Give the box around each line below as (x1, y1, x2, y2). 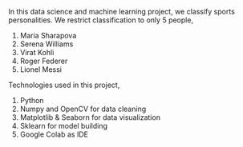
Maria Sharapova (19, 31, 77, 40)
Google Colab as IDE (19, 129, 88, 139)
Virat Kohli (19, 48, 55, 57)
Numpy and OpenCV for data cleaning (19, 104, 147, 113)
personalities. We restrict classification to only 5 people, (8, 15, 194, 25)
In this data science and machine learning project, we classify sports (8, 7, 235, 16)
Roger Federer (19, 56, 68, 66)
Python (19, 96, 44, 105)
